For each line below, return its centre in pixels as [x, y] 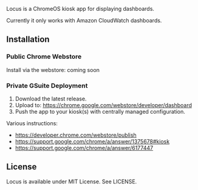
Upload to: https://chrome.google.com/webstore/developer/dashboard [104, 105]
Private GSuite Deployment [47, 85]
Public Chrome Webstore [44, 57]
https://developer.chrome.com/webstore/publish [76, 135]
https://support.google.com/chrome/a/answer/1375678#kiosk [92, 141]
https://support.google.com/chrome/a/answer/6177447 [84, 148]
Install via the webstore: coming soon [53, 70]
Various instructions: [32, 123]
